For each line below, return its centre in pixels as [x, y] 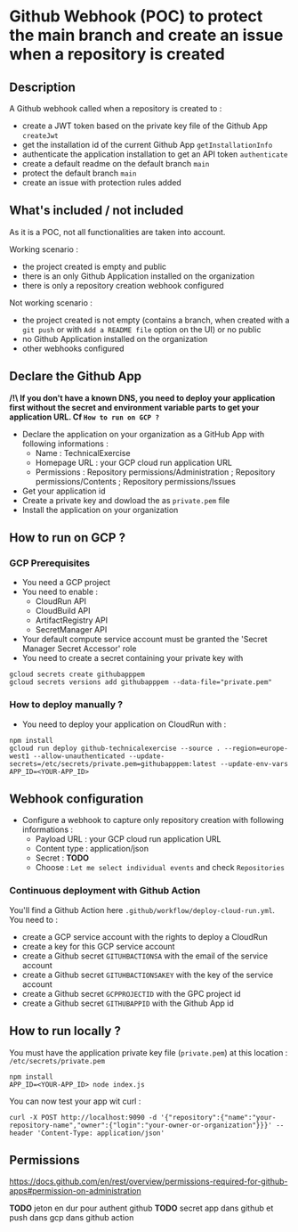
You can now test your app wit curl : [75, 1101]
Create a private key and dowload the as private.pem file [126, 500]
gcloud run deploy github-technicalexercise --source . [115, 748]
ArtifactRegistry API [72, 620]
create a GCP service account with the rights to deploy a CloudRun [145, 936]
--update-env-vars [254, 763]
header [21, 1133]
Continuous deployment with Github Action [105, 891]
